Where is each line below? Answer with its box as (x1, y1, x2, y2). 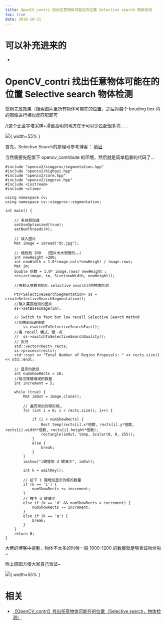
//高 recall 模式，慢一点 (14, 330, 63, 335)
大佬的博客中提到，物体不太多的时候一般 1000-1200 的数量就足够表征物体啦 (5, 545, 161, 551)
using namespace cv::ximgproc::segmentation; (5, 199, 101, 204)
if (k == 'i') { (23, 482, 57, 487)
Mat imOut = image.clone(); (23, 394, 81, 399)
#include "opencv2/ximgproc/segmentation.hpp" (5, 164, 104, 169)
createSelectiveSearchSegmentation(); (5, 296, 86, 301)
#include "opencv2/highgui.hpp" (5, 169, 72, 174)
